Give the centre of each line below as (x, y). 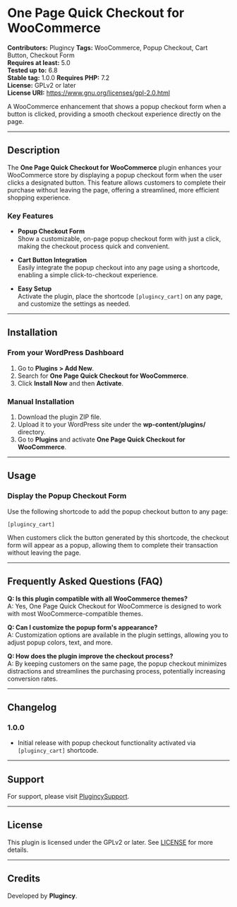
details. (18, 850)
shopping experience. (39, 197)
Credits (24, 879)
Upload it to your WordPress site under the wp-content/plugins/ (111, 424)
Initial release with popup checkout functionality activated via (107, 743)
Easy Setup (35, 289)
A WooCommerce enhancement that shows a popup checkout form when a (117, 106)
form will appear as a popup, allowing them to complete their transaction (113, 545)
